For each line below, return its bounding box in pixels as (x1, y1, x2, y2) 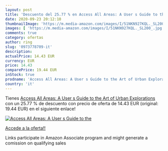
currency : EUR (5, 58, 35, 63)
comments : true (5, 30, 37, 35)
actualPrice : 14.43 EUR (5, 53, 55, 59)
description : (5, 49, 32, 54)
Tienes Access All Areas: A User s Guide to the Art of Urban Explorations (5, 95, 155, 101)
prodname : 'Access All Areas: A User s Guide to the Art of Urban (5, 77, 146, 82)
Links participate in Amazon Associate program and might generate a (5, 135, 148, 141)
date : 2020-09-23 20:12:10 (5, 16, 61, 21)
